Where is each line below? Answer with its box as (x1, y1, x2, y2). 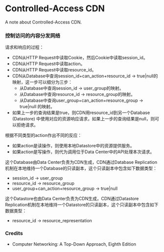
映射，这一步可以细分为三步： (12, 79, 72, 85)
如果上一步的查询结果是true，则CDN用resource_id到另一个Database (12, 110, 150, 115)
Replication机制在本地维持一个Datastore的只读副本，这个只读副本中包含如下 (5, 202, 159, 208)
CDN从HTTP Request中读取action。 (12, 61, 85, 67)
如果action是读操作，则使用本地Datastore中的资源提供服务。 (12, 143, 135, 149)
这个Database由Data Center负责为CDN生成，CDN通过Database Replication (5, 160, 158, 165)
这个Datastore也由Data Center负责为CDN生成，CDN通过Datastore (5, 196, 139, 202)
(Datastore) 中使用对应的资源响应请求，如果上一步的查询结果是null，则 (12, 116, 155, 122)
